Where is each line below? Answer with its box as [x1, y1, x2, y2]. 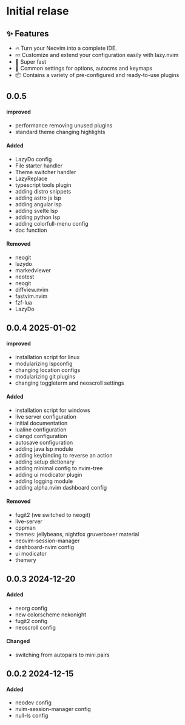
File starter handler [15, 162, 62, 169]
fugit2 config [15, 617, 48, 624]
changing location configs [15, 366, 81, 374]
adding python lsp [15, 214, 61, 221]
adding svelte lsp [15, 207, 58, 214]
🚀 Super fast [15, 58, 47, 65]
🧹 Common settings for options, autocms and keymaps [15, 65, 153, 72]
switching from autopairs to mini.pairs [15, 651, 110, 658]
